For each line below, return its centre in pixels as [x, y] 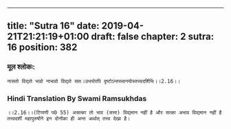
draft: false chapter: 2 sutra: [153, 37]
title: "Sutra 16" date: [53, 26]
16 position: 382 [42, 48]
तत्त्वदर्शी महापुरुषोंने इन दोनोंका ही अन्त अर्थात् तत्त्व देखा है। [69, 118]
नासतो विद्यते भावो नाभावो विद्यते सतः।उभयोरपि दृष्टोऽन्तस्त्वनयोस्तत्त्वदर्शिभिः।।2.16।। [94, 81]
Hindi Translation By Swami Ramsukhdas [77, 98]
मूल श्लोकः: [21, 67]
